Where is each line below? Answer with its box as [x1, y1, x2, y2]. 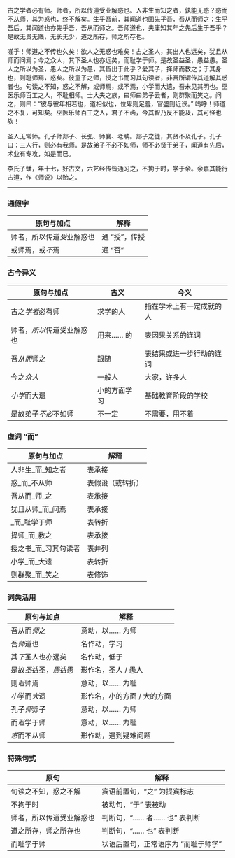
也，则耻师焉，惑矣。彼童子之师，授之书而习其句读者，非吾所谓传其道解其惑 [7, 73, 228, 82]
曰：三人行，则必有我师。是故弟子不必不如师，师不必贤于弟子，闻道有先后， [7, 141, 228, 149]
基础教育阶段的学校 [144, 390, 208, 400]
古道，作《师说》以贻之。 [7, 173, 81, 181]
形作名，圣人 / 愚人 [80, 665, 143, 675]
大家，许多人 [144, 372, 187, 382]
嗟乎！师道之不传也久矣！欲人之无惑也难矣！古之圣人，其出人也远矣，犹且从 [7, 48, 228, 55]
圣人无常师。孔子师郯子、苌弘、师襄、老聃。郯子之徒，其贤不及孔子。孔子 [7, 132, 222, 140]
